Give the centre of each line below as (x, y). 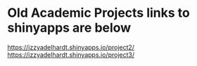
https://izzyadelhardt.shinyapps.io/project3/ (71, 55)
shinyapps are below (69, 28)
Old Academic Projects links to (99, 13)
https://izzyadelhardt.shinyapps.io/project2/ (71, 47)
